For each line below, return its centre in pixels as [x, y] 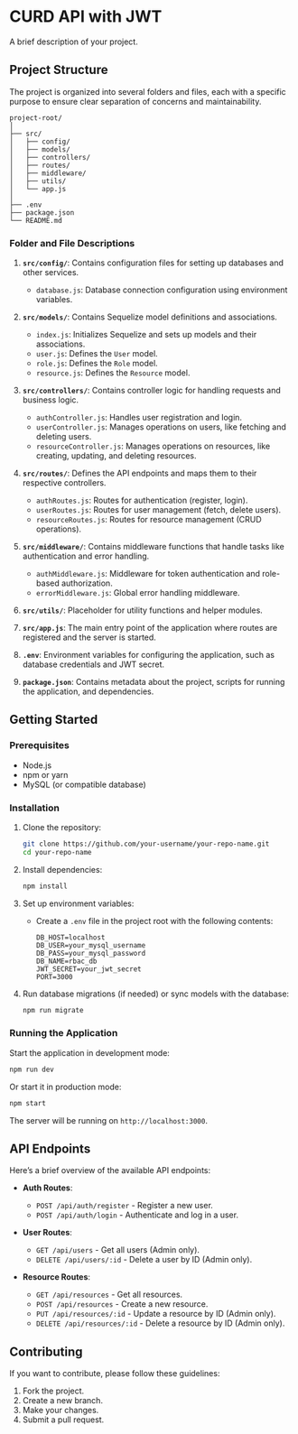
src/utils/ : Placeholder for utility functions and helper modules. [143, 610]
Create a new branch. [63, 1401]
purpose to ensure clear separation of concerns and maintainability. [135, 101]
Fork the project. [53, 1391]
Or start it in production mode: [65, 1087]
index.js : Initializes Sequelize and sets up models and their [146, 335]
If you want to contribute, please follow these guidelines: [115, 1374]
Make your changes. [61, 1411]
